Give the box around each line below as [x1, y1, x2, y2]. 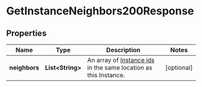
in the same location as [87, 64, 153, 71]
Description [106, 46, 141, 54]
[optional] [165, 64, 193, 71]
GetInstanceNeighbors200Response [6, 4, 194, 18]
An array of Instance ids [87, 56, 155, 64]
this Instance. [87, 71, 125, 79]
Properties [6, 28, 47, 38]
